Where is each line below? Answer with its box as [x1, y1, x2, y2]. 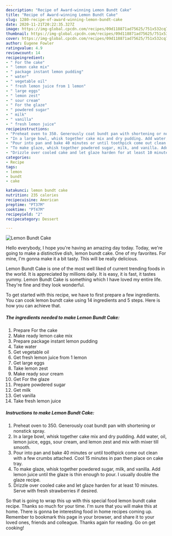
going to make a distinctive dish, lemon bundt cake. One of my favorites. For [6, 250, 166, 256]
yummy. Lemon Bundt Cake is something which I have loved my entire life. [6, 277, 162, 283]
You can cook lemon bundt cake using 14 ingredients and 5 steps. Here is [6, 297, 160, 303]
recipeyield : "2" [6, 212, 43, 217]
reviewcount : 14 [6, 50, 40, 55]
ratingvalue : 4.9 [6, 46, 43, 51]
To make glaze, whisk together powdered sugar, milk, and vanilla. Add [13, 466, 161, 472]
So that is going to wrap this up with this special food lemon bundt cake [6, 498, 157, 504]
